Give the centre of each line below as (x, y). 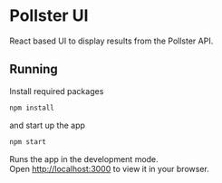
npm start (28, 141)
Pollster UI (49, 16)
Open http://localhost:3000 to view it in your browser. (110, 169)
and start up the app (48, 125)
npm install (32, 108)
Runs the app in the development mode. (84, 159)
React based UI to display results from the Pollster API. (111, 41)
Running (34, 69)
